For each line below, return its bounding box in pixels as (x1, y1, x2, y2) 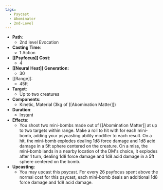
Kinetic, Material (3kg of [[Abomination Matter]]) (19, 102, 116, 107)
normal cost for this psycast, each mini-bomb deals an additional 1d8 (19, 174, 158, 180)
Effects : (12, 117, 29, 123)
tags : (5, 7, 16, 12)
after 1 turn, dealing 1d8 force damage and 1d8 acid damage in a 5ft (19, 153, 155, 159)
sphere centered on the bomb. (19, 159, 81, 165)
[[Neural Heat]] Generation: (12, 65, 69, 71)
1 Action (19, 50, 36, 56)
